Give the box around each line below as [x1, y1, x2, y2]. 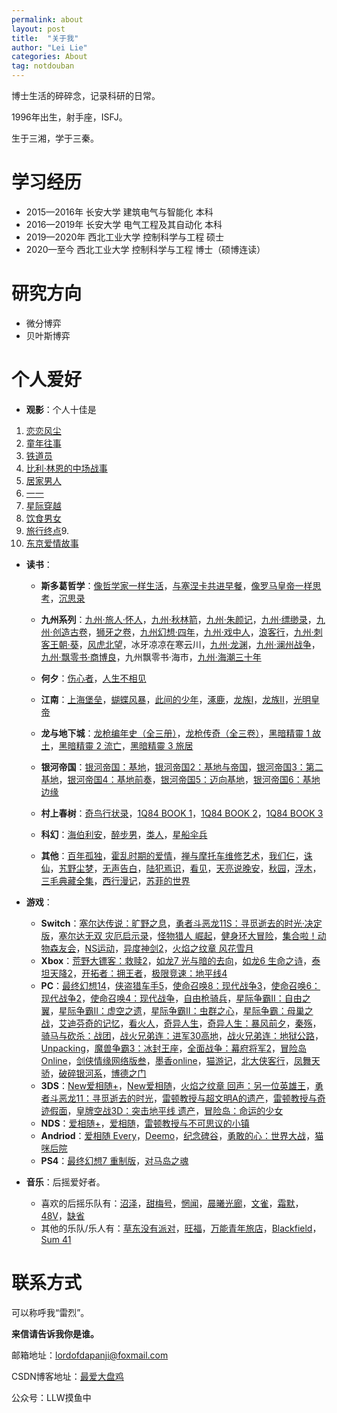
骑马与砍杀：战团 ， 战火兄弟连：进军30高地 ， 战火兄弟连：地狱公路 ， [40, 1029, 324, 1041]
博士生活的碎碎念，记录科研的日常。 [11, 90, 161, 101]
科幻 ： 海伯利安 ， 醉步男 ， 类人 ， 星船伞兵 [40, 828, 208, 840]
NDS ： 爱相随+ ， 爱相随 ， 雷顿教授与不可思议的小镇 [40, 1117, 250, 1129]
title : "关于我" [11, 33, 79, 43]
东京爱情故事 [25, 537, 79, 549]
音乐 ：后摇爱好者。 [25, 1176, 106, 1188]
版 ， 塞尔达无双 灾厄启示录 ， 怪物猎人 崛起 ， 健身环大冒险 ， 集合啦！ [40, 929, 318, 941]
